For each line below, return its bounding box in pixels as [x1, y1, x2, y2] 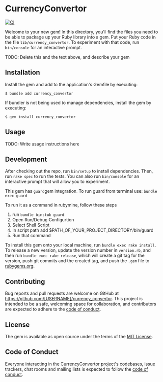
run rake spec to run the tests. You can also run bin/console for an [5, 174, 139, 179]
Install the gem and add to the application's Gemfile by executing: [5, 81, 138, 87]
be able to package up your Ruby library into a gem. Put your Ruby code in [5, 34, 156, 40]
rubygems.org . [5, 263, 35, 269]
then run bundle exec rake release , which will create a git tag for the [5, 252, 145, 259]
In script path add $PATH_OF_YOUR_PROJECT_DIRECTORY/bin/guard [12, 227, 154, 233]
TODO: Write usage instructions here [5, 141, 80, 147]
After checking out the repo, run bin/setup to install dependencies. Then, [5, 168, 153, 174]
